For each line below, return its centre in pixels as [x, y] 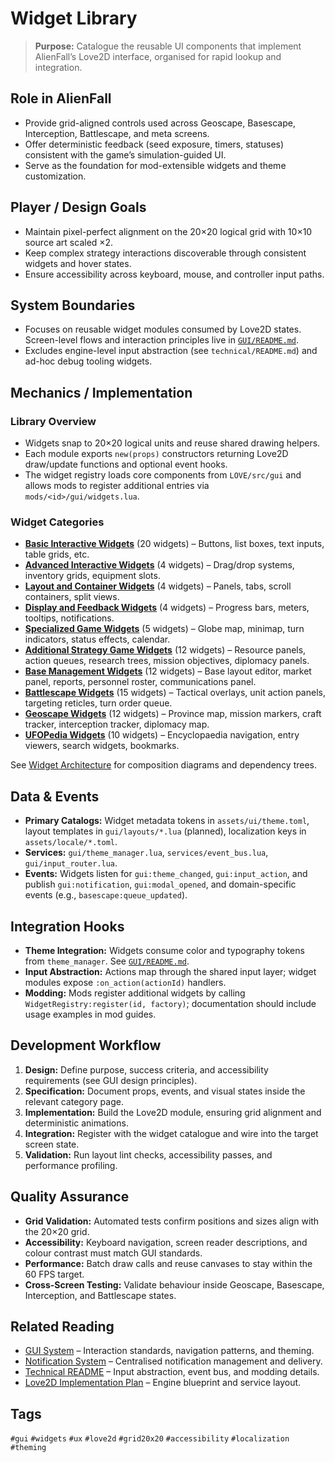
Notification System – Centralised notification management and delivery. [173, 1361]
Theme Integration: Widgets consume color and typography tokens [164, 950]
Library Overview [53, 421]
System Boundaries [73, 305]
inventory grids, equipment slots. [92, 576]
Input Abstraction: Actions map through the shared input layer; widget [170, 971]
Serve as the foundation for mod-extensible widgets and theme [155, 165]
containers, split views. [72, 597]
